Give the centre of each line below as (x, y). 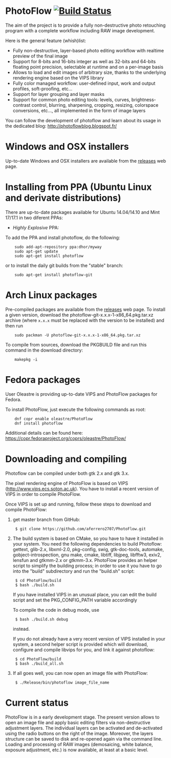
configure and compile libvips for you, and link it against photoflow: (84, 650)
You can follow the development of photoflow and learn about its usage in (83, 120)
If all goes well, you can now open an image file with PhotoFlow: (80, 673)
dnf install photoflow (39, 423)
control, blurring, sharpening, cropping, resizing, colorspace (95, 105)
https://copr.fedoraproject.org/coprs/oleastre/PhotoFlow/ (66, 438)
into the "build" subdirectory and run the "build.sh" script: (73, 571)
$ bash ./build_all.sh (39, 664)
